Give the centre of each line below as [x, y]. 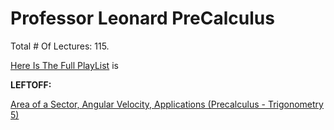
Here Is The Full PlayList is [64, 65]
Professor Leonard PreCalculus [142, 18]
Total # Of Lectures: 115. [60, 46]
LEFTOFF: [31, 84]
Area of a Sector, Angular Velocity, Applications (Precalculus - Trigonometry [167, 104]
